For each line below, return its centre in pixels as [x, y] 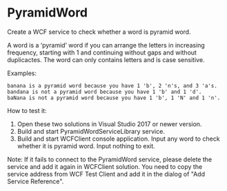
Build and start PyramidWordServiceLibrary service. [91, 131]
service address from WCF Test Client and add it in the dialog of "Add [106, 174]
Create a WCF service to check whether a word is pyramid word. [99, 32]
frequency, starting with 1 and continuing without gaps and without [102, 52]
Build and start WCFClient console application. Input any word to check [118, 139]
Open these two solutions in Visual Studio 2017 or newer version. [109, 124]
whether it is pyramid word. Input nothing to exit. [86, 145]
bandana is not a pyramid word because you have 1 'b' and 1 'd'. [105, 92]
